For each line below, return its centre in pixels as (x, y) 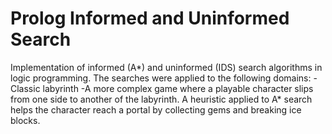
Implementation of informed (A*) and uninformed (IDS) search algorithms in (166, 67)
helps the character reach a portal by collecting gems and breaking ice (156, 109)
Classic (25, 88)
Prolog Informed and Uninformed (150, 18)
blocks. (25, 120)
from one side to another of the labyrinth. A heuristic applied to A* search (161, 99)
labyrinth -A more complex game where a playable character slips (178, 88)
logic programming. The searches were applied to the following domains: (161, 78)
